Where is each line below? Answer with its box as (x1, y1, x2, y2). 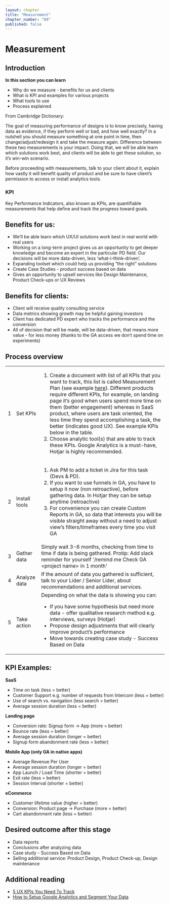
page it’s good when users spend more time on (50, 397, 161, 404)
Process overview (5, 352, 63, 361)
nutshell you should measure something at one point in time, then (5, 134, 142, 140)
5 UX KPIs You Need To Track (12, 889, 75, 895)
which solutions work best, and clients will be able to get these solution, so (5, 150, 161, 156)
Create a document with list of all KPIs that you (50, 371, 161, 379)
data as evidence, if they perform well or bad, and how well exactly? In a (5, 128, 156, 135)
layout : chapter (5, 7, 39, 13)
